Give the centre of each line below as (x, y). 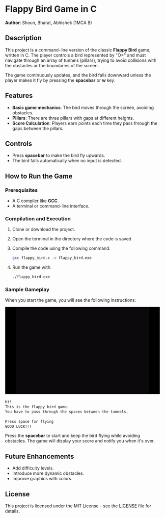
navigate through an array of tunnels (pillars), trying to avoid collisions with (81, 60)
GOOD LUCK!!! (18, 427)
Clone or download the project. (43, 230)
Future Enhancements (40, 456)
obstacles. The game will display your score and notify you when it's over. (80, 441)
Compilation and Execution (38, 218)
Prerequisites (21, 190)
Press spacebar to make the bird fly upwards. (59, 155)
